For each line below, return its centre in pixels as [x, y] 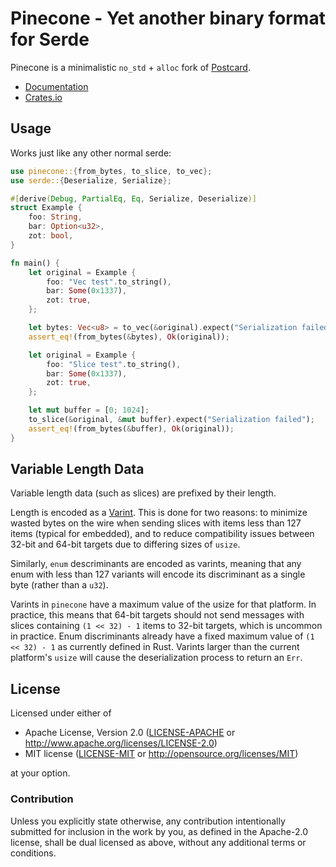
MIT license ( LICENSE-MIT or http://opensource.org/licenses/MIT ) [161, 754]
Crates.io [43, 97]
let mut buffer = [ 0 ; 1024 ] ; [89, 410]
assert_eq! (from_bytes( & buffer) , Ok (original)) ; [131, 428]
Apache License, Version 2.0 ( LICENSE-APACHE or [130, 733]
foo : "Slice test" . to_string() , [114, 364]
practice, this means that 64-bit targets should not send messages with [157, 615]
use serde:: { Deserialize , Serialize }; [91, 180]
